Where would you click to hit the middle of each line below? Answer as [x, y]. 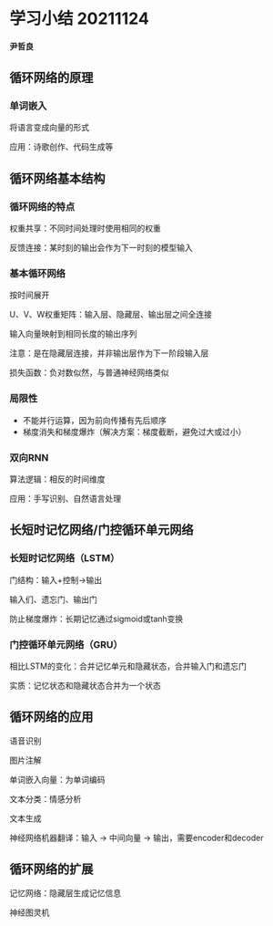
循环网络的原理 [51, 78]
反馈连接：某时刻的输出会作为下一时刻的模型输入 [101, 248]
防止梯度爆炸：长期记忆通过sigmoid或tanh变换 [96, 619]
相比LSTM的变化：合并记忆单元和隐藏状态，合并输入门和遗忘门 [128, 666]
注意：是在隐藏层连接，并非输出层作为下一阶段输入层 [109, 353]
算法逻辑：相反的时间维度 [57, 479]
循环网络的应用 [51, 717]
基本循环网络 [38, 274]
